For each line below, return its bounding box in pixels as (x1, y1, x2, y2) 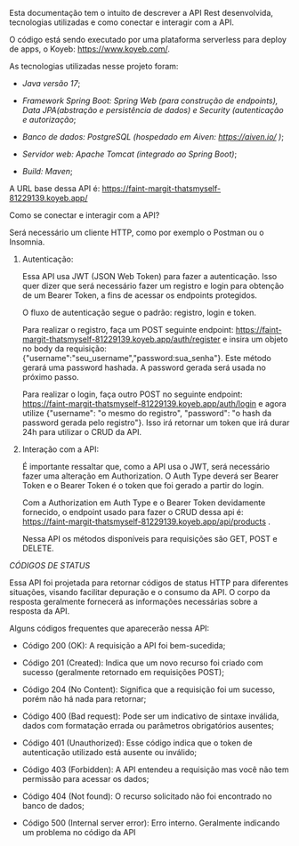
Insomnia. (9, 237, 45, 247)
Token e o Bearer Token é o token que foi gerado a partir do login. (21, 480, 264, 490)
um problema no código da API (21, 827, 136, 837)
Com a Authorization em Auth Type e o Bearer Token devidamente (21, 497, 266, 508)
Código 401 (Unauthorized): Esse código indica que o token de (21, 737, 253, 748)
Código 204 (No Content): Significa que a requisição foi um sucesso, (21, 684, 276, 695)
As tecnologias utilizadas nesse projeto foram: (9, 61, 179, 71)
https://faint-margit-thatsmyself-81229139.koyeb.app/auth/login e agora (21, 399, 287, 408)
